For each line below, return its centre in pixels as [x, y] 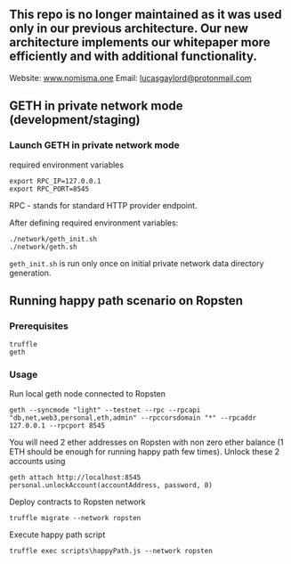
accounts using [37, 462]
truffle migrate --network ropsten [75, 519]
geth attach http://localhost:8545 [75, 478]
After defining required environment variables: [94, 223]
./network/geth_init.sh [53, 239]
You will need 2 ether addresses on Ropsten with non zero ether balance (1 [146, 442]
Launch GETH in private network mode [94, 145]
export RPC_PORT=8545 [49, 189]
